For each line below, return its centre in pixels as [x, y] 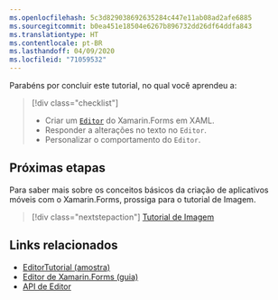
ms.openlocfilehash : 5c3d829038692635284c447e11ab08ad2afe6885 [131, 18]
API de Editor [47, 286]
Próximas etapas [57, 168]
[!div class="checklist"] [75, 103]
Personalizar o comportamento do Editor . [123, 140]
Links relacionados [64, 245]
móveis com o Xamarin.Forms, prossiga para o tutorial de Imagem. [133, 199]
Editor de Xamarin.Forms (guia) [80, 277]
